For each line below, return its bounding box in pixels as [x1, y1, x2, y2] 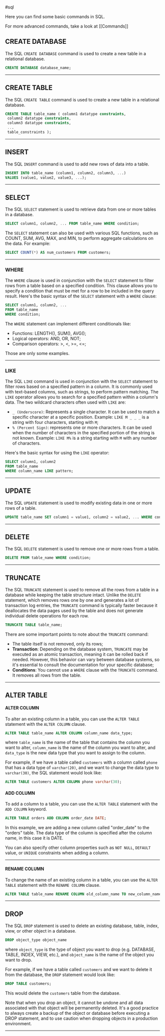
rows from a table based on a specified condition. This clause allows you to [5, 283, 158, 289]
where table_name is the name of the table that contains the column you [5, 740, 150, 745]
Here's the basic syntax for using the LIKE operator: [5, 450, 110, 456]
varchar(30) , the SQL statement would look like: [5, 770, 102, 776]
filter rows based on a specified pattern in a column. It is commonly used [5, 384, 153, 389]
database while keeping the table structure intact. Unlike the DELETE [5, 592, 141, 598]
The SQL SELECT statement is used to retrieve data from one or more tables [5, 206, 156, 212]
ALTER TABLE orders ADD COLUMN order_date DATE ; [5, 816, 107, 821]
